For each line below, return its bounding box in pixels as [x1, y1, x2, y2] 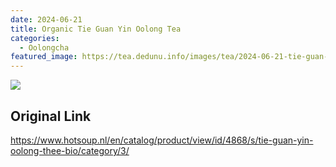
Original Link [10, 107, 92, 125]
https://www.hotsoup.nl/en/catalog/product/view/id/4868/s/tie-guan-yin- [10, 134, 314, 146]
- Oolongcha [19, 42, 70, 53]
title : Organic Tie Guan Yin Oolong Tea [10, 24, 182, 34]
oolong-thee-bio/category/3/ [10, 144, 130, 156]
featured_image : [10, 52, 78, 62]
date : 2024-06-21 [10, 14, 83, 25]
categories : [10, 33, 60, 43]
